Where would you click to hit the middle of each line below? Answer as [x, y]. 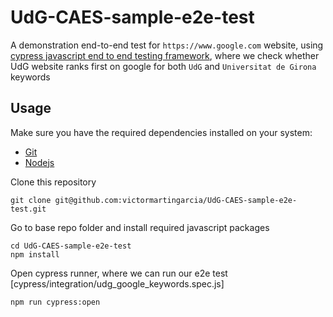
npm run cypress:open [55, 302]
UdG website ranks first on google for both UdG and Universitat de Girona [163, 66]
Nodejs [39, 162]
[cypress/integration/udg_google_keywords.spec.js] [117, 283]
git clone [31, 200]
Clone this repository [53, 182]
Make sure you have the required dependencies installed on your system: [161, 132]
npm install [35, 254]
